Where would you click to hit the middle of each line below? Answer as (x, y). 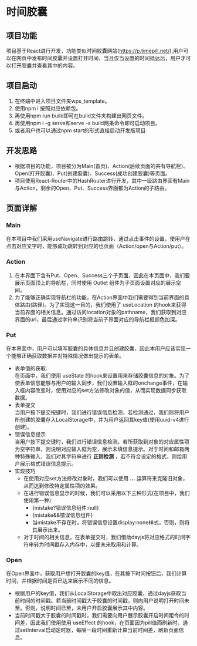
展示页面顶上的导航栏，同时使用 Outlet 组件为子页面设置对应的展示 (95, 282)
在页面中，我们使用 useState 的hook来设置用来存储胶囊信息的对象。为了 (102, 375)
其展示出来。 (47, 530)
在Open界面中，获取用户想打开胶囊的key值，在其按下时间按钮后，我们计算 (96, 574)
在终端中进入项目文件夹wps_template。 (62, 101)
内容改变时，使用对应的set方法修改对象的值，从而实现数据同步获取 (106, 390)
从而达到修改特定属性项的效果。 (62, 486)
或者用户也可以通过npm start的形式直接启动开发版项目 (80, 130)
